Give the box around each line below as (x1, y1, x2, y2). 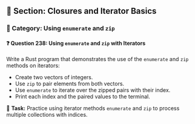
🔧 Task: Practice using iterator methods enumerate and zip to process (6, 104, 180, 112)
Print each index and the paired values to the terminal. (15, 93, 150, 100)
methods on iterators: (6, 62, 60, 69)
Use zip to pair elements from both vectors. (15, 80, 125, 87)
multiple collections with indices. (6, 111, 88, 118)
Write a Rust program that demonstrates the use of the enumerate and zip (6, 55, 189, 62)
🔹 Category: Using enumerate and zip (6, 24, 115, 33)
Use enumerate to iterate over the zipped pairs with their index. (15, 86, 171, 94)
